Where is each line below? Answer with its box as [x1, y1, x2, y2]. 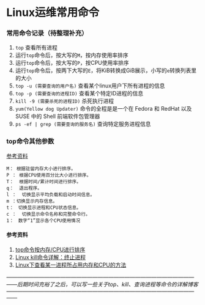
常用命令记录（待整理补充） [6, 29, 88, 37]
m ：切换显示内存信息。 [6, 198, 58, 204]
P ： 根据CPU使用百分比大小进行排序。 [6, 172, 92, 178]
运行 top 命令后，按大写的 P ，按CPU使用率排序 [15, 59, 130, 67]
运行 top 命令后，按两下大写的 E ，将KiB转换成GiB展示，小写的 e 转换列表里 [15, 67, 197, 74]
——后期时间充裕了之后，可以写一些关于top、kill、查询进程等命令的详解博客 [6, 281, 199, 288]
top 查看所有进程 [15, 44, 58, 51]
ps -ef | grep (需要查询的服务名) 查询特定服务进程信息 [15, 120, 151, 128]
